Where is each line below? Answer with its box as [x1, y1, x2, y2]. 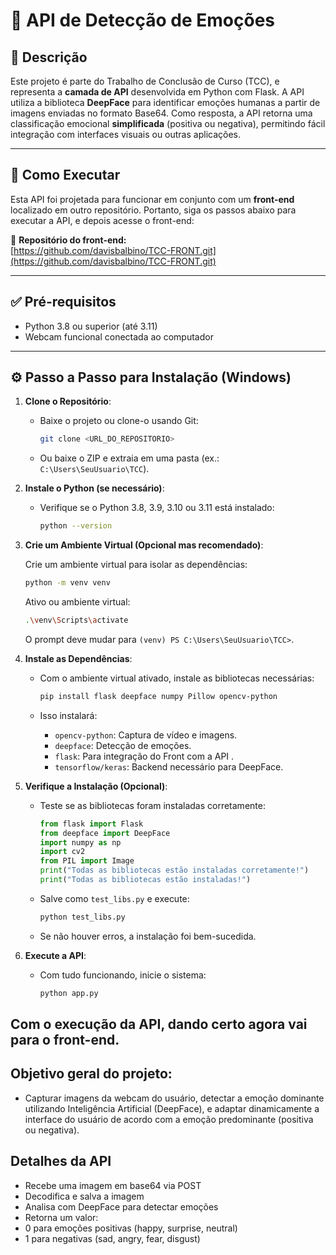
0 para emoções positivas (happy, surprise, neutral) [24, 1222, 238, 1234]
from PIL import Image [39, 856, 135, 866]
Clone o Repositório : [24, 395, 112, 408]
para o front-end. [10, 1032, 120, 1049]
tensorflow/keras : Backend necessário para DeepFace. [54, 760, 284, 773]
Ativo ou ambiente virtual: [24, 596, 131, 608]
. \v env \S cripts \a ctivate [24, 615, 129, 626]
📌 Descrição [10, 49, 88, 66]
